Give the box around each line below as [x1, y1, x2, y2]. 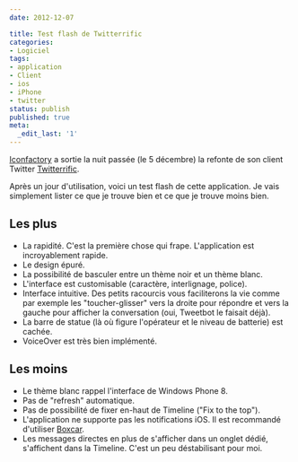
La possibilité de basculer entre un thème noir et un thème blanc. [22, 268, 263, 279]
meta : [9, 121, 30, 130]
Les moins [9, 362, 68, 377]
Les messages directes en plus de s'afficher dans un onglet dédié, [22, 432, 269, 444]
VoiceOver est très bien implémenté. [22, 336, 157, 346]
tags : [9, 55, 30, 64]
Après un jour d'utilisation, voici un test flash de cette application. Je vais [9, 181, 280, 191]
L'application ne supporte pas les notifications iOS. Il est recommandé [22, 414, 281, 424]
